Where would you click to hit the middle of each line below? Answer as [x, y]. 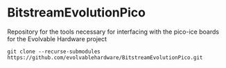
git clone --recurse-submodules [54, 52]
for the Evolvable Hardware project [57, 38]
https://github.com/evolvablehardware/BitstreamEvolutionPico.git [105, 57]
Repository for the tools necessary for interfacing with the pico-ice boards [113, 32]
